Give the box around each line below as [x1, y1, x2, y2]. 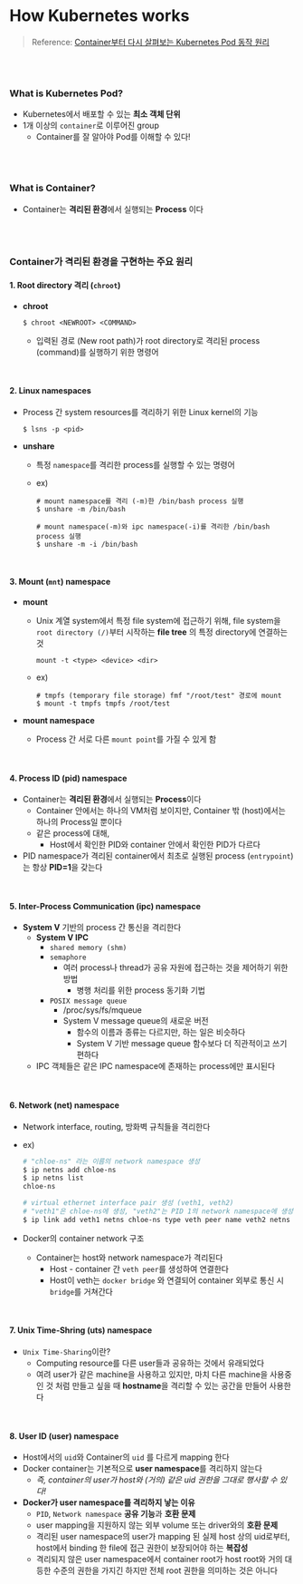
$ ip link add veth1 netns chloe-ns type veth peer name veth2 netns [22, 1215, 291, 1224]
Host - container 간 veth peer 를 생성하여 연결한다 [49, 1263, 229, 1274]
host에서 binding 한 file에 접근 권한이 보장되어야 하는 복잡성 [35, 1542, 249, 1553]
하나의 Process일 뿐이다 [35, 817, 122, 828]
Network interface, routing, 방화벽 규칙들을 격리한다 [22, 1121, 211, 1132]
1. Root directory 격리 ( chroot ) [9, 280, 121, 291]
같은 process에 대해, [35, 828, 110, 839]
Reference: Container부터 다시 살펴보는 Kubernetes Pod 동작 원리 [31, 36, 270, 47]
